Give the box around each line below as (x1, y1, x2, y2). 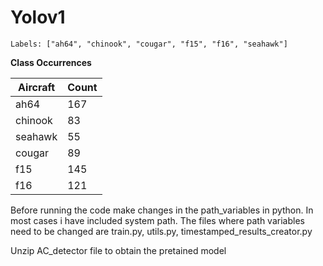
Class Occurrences (10, 56, 92, 68)
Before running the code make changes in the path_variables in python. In (10, 204, 314, 216)
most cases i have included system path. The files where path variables (10, 214, 305, 226)
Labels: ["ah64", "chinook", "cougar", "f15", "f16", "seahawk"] (10, 39, 288, 49)
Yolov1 (10, 6, 66, 29)
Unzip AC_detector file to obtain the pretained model (10, 244, 227, 256)
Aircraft (18, 80, 56, 94)
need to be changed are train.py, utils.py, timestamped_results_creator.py (10, 225, 313, 237)
